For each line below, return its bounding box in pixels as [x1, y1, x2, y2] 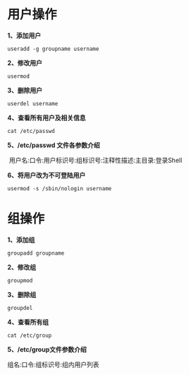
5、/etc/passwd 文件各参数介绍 [7, 141, 100, 149]
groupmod [7, 277, 33, 284]
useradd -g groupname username [7, 45, 99, 52]
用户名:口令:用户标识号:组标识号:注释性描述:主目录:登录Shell [8, 156, 183, 164]
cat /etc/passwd [7, 127, 55, 134]
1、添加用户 [7, 31, 42, 40]
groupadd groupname [7, 249, 65, 257]
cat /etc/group [7, 332, 52, 339]
